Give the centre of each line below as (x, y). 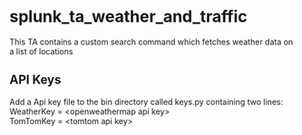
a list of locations (41, 51)
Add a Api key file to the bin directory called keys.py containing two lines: (146, 101)
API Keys (35, 80)
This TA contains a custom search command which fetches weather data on (151, 42)
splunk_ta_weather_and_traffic (128, 17)
